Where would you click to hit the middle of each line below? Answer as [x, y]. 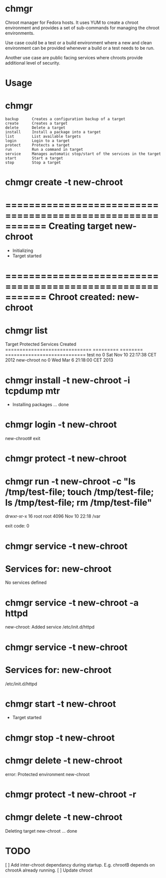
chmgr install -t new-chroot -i [68, 380]
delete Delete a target [35, 128]
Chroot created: [82, 297]
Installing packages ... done [41, 405]
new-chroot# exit [23, 439]
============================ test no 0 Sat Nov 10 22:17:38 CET [81, 355]
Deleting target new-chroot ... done [41, 831]
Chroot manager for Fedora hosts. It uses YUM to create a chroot [72, 22]
